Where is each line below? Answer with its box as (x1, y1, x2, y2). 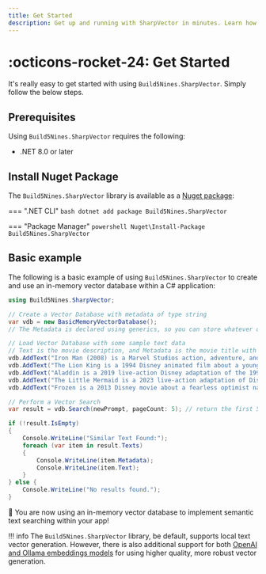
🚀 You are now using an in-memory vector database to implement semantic (8, 507, 254, 517)
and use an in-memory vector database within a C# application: (8, 280, 216, 290)
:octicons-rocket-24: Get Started (8, 53, 230, 71)
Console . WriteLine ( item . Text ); (36, 464, 140, 472)
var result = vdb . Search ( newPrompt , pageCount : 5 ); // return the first (8, 405, 253, 413)
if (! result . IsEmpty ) (8, 420, 80, 428)
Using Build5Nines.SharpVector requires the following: (8, 131, 186, 141)
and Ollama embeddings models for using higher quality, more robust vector (8, 548, 257, 557)
